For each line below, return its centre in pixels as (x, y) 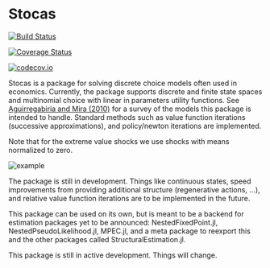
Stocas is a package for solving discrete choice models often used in (123, 83)
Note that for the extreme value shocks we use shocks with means (119, 141)
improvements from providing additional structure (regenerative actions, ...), (134, 189)
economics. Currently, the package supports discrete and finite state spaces (135, 91)
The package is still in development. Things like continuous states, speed (130, 181)
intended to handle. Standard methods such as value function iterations (127, 117)
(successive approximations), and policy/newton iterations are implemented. (135, 126)
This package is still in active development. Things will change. (113, 255)
